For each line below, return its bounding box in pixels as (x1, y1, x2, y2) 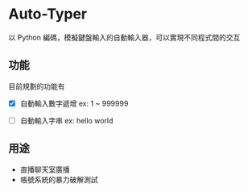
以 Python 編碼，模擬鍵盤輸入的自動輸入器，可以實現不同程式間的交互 (8, 32, 241, 42)
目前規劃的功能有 (8, 81, 65, 91)
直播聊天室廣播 (19, 165, 70, 174)
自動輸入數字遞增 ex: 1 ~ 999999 (19, 98, 129, 108)
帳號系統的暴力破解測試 (19, 174, 98, 184)
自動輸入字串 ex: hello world (19, 115, 114, 125)
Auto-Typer (8, 5, 87, 23)
